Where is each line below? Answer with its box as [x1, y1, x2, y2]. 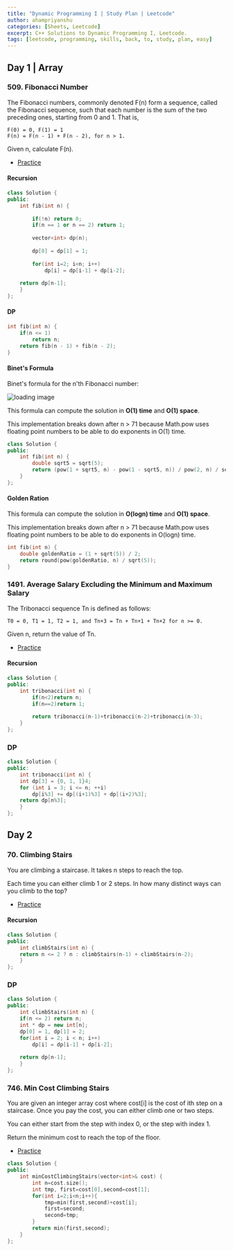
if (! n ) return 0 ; [32, 215, 82, 222]
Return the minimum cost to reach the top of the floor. [7, 1133, 161, 1142]
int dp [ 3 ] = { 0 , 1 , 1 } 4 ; [19, 778, 92, 784]
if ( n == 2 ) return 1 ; [32, 700, 85, 707]
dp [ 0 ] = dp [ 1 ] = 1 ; [32, 247, 89, 254]
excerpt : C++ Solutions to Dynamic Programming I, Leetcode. [7, 29, 188, 37]
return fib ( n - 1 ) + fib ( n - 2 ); [19, 342, 116, 349]
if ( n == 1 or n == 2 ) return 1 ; [32, 221, 126, 229]
